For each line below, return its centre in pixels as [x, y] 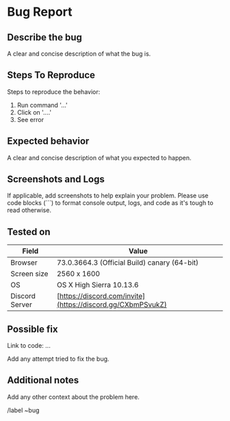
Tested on [29, 231]
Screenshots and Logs [56, 179]
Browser [24, 263]
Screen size [29, 274]
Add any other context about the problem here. [74, 397]
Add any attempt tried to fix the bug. [58, 359]
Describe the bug [44, 37]
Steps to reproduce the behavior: [54, 92]
